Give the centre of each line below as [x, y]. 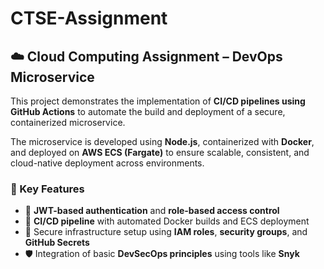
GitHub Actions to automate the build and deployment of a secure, [148, 111]
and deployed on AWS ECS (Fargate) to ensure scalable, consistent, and [160, 152]
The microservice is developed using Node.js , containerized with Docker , [162, 141]
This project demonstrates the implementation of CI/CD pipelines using [158, 101]
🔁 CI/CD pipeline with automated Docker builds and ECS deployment [167, 221]
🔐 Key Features [47, 189]
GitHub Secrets [57, 243]
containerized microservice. [68, 122]
